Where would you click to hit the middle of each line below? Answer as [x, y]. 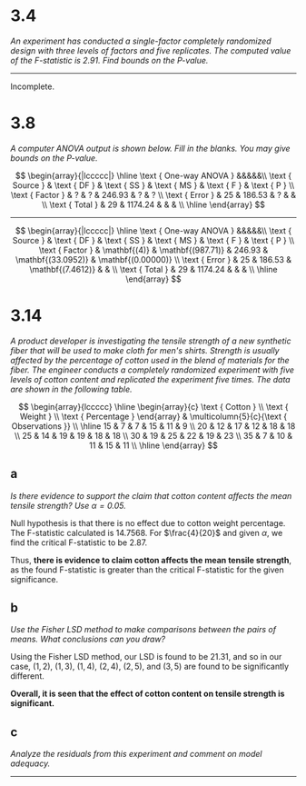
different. [27, 676]
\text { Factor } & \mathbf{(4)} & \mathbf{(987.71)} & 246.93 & [153, 250]
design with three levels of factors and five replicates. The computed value [151, 50]
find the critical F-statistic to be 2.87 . [79, 542]
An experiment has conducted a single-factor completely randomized [141, 41]
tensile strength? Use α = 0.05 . [68, 505]
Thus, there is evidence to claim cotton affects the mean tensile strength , [151, 560]
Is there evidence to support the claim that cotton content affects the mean [151, 495]
